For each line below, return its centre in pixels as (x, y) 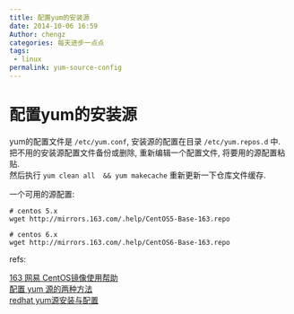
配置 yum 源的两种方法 (51, 289)
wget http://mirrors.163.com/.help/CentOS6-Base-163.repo (120, 242)
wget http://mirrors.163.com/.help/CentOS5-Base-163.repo (120, 219)
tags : (19, 51)
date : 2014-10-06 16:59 (54, 26)
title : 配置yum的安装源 (49, 17)
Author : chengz (38, 34)
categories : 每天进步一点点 (57, 43)
